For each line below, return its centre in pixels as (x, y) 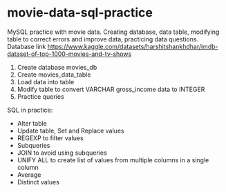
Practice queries (40, 96)
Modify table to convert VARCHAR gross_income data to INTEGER (111, 89)
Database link (27, 46)
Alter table (32, 123)
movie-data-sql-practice (80, 13)
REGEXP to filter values (50, 138)
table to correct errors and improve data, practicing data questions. (103, 39)
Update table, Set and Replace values (70, 131)
